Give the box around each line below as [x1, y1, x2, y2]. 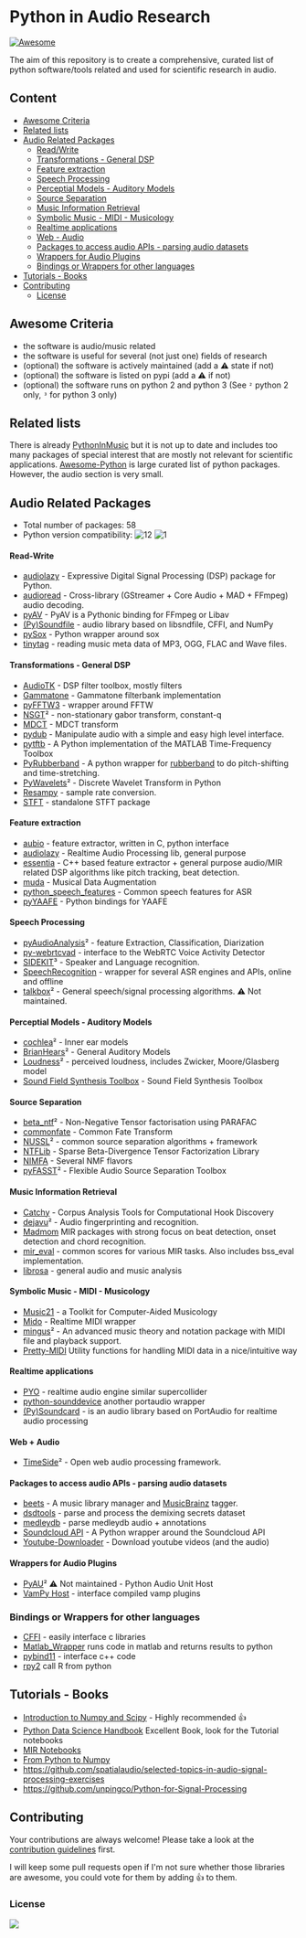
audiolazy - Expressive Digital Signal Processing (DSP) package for [22, 570, 276, 581]
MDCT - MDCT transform [22, 719, 119, 729]
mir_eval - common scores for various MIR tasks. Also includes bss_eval [22, 1245, 295, 1256]
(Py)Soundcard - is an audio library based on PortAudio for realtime [22, 1406, 278, 1417]
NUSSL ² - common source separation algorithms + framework [22, 1136, 258, 1147]
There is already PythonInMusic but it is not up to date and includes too [9, 440, 279, 451]
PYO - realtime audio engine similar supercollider [22, 1387, 208, 1398]
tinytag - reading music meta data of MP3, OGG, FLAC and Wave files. [22, 638, 288, 650]
